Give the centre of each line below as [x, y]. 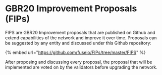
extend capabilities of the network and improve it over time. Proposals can [81, 38]
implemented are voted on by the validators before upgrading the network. [81, 67]
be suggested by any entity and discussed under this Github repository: [78, 43]
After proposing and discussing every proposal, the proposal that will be [79, 62]
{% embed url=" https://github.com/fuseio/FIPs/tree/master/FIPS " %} [76, 52]
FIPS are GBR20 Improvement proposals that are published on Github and [80, 32]
